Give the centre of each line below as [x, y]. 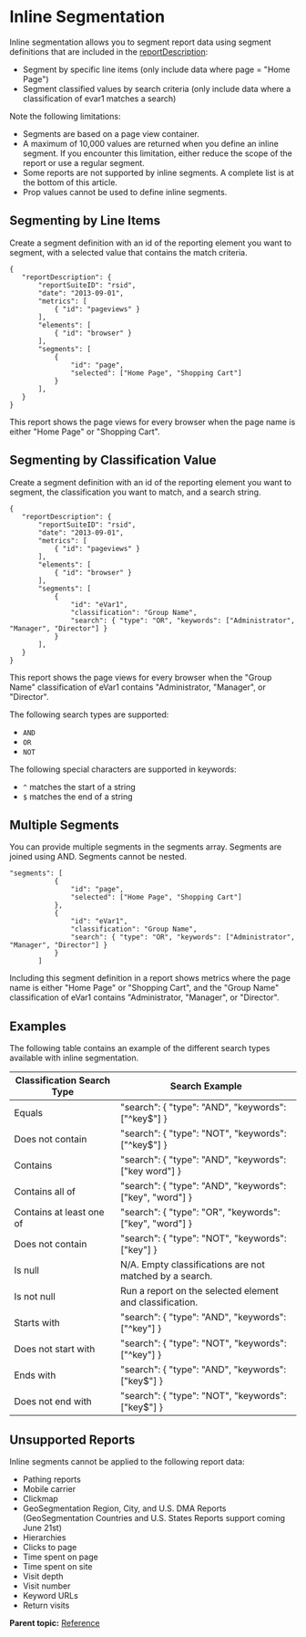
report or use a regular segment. [84, 162]
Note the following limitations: [65, 116]
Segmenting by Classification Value [113, 460]
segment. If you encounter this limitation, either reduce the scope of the [158, 153]
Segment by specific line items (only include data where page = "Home [156, 69]
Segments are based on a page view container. [111, 133]
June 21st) [42, 1528]
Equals [29, 1113]
